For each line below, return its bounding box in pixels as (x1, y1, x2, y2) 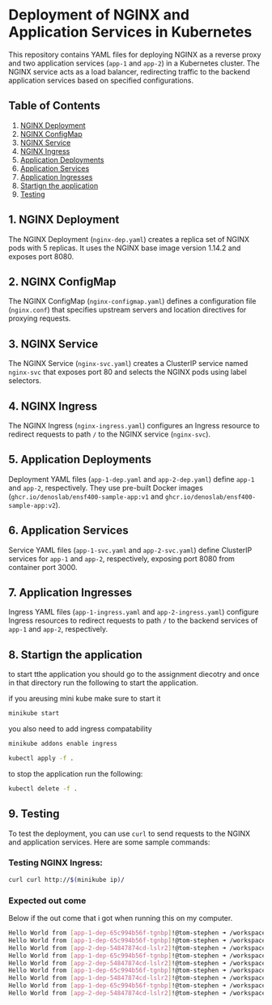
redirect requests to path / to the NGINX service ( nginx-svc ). (8, 429, 211, 439)
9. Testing (8, 807, 60, 821)
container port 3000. (8, 562, 79, 572)
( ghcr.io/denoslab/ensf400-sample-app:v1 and (8, 492, 164, 501)
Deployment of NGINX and (8, 6, 190, 24)
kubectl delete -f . (8, 784, 79, 793)
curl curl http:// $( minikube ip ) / (8, 875, 125, 884)
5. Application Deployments (8, 453, 152, 466)
